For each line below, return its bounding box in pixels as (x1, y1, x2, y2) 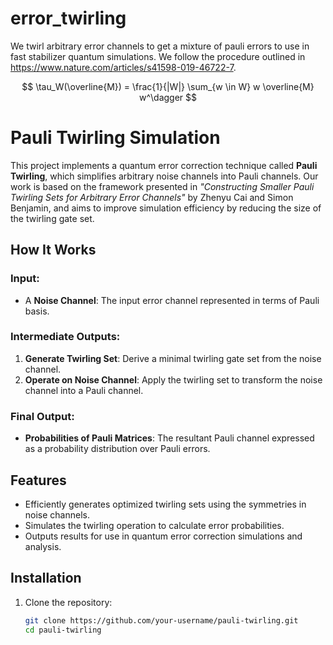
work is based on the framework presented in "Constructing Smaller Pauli (10, 180, 315, 192)
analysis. (24, 540, 62, 552)
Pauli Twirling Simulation (10, 127, 221, 149)
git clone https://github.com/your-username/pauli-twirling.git (24, 615, 299, 626)
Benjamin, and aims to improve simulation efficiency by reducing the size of (10, 202, 322, 214)
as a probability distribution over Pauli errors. (24, 443, 211, 455)
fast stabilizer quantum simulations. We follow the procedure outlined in (10, 50, 306, 62)
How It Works (10, 242, 97, 259)
